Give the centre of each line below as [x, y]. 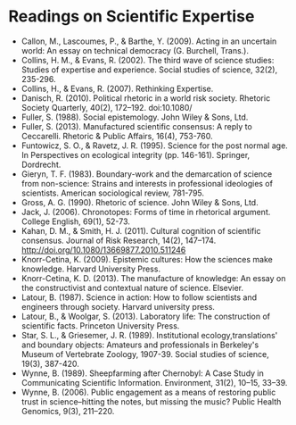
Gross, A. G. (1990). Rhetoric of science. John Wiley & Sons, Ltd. [140, 202]
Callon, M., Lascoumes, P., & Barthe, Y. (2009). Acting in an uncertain [149, 41]
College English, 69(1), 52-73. [76, 221]
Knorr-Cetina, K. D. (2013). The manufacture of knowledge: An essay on [153, 278]
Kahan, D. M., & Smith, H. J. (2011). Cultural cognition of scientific [141, 230]
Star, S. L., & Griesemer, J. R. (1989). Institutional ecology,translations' [149, 335]
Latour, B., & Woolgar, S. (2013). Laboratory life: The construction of [146, 316]
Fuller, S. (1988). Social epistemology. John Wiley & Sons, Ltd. [135, 117]
